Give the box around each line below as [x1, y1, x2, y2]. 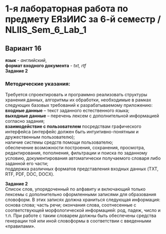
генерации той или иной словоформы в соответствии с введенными [5, 218, 151, 224]
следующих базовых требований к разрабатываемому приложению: [5, 102, 153, 108]
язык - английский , [5, 57, 47, 63]
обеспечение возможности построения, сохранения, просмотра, [5, 145, 146, 151]
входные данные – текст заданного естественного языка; [5, 108, 130, 114]
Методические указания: [5, 80, 71, 87]
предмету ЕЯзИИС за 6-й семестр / [5, 13, 161, 25]
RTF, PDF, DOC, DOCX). [5, 171, 55, 177]
